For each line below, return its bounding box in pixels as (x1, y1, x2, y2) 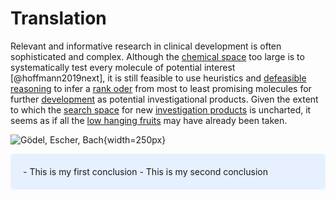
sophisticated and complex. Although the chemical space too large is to (10, 50, 305, 62)
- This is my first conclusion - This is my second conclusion (23, 165, 268, 177)
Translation (10, 7, 107, 30)
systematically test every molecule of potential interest (10, 61, 236, 73)
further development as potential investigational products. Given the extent (10, 93, 319, 105)
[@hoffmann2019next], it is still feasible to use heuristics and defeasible (10, 72, 307, 84)
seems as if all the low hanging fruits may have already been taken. (10, 114, 288, 126)
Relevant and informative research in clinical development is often (10, 40, 282, 52)
